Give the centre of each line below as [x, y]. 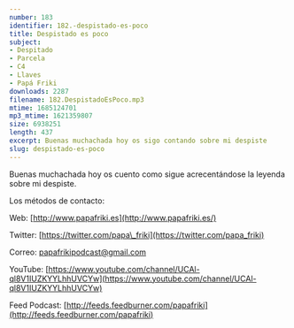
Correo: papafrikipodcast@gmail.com [78, 252]
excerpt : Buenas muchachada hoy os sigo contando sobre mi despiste [138, 141]
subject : [25, 42]
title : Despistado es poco [59, 34]
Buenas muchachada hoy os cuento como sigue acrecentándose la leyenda [147, 174]
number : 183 [31, 17]
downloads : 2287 [39, 91]
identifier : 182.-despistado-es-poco [79, 26]
